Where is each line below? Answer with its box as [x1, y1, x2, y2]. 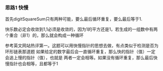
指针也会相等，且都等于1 [9, 61, 58, 67]
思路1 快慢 [5, 4, 29, 11]
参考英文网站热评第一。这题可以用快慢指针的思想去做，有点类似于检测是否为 [5, 43, 159, 49]
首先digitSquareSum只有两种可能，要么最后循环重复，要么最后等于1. [5, 16, 143, 22]
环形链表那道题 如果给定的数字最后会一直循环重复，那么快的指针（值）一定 [5, 49, 156, 55]
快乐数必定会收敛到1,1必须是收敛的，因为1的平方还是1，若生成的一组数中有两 [5, 27, 158, 32]
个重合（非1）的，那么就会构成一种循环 [5, 32, 84, 38]
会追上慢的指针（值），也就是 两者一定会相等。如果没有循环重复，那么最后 [5, 55, 153, 61]
